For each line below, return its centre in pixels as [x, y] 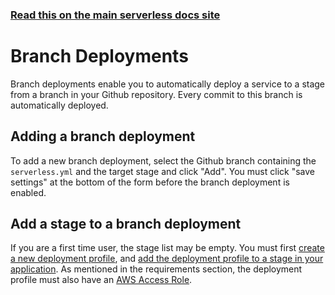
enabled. [28, 192]
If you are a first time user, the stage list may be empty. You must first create [167, 248]
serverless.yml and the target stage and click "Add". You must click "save [162, 171]
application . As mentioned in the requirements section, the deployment [156, 269]
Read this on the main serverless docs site [115, 15]
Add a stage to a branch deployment [126, 224]
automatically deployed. [59, 105]
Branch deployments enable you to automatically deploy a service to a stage [168, 84]
